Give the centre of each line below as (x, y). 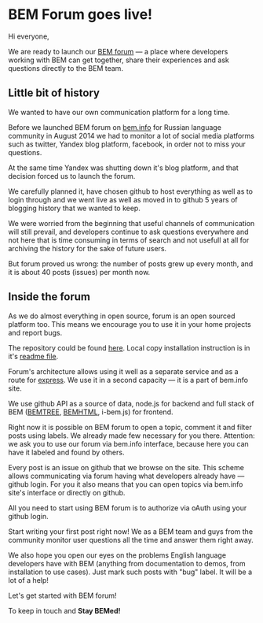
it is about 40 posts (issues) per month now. (79, 272)
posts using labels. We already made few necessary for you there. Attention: (131, 436)
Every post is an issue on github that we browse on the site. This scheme (126, 467)
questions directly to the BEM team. (66, 68)
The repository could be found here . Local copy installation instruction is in (129, 347)
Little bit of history (54, 93)
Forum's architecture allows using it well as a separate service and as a (123, 371)
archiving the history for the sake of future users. (88, 248)
